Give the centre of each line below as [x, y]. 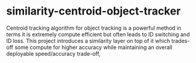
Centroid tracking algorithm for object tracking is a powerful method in [94, 28]
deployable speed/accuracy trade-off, [53, 53]
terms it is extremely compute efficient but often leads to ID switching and [98, 34]
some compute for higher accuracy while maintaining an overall [94, 47]
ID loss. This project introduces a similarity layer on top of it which [88, 41]
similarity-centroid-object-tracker [93, 11]
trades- [181, 41]
